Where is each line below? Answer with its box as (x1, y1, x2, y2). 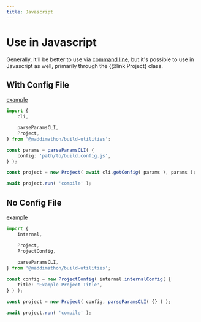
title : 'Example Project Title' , (17, 282, 103, 288)
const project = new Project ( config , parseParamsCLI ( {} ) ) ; (6, 298, 172, 305)
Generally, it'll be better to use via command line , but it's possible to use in (6, 56, 194, 63)
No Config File (6, 197, 63, 208)
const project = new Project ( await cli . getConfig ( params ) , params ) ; (6, 170, 196, 176)
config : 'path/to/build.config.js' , (17, 152, 112, 159)
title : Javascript (6, 9, 53, 15)
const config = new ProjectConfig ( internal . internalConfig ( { (6, 276, 172, 282)
